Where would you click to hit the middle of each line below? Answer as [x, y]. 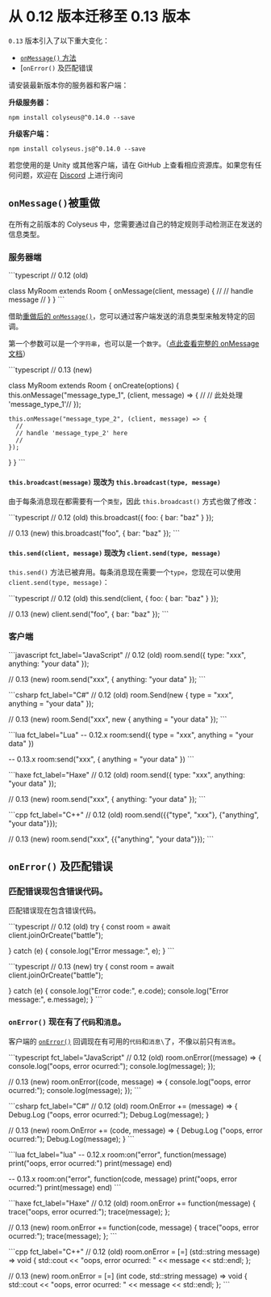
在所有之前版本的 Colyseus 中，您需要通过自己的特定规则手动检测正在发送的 [135, 224]
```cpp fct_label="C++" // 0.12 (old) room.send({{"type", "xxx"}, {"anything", [134, 815]
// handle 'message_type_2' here [72, 434]
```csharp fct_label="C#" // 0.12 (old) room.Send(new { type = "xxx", [121, 695]
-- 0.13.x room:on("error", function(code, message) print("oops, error [123, 1179]
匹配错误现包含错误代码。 [58, 892]
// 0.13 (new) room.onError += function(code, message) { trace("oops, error [134, 1227]
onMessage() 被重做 [54, 203]
